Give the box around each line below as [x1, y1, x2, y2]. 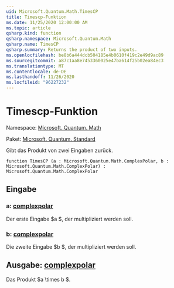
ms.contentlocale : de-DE [6, 69, 67, 74]
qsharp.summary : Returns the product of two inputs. [6, 47, 138, 53]
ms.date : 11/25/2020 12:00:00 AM [6, 19, 88, 25]
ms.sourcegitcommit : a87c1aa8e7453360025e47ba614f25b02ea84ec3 [6, 57, 164, 63]
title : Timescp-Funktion [6, 14, 67, 20]
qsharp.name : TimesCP [6, 42, 59, 48]
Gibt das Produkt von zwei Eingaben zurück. [6, 147, 113, 154]
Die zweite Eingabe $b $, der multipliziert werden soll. [6, 243, 137, 250]
